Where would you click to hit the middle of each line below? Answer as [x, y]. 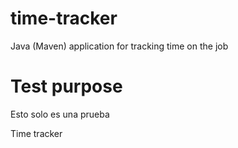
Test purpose [66, 86]
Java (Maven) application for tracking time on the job [119, 46]
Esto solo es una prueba [60, 114]
